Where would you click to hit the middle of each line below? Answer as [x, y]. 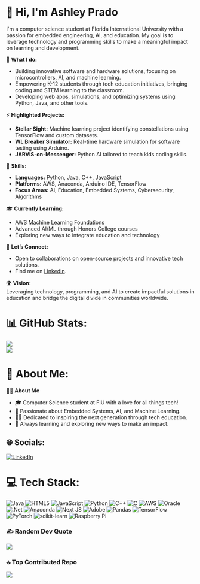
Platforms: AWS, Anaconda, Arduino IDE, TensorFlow [81, 184]
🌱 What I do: [22, 59]
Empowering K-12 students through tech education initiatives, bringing [101, 84]
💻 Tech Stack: [43, 482]
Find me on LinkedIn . [41, 271]
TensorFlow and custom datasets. [56, 135]
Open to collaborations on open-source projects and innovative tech [99, 258]
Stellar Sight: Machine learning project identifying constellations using [102, 129]
